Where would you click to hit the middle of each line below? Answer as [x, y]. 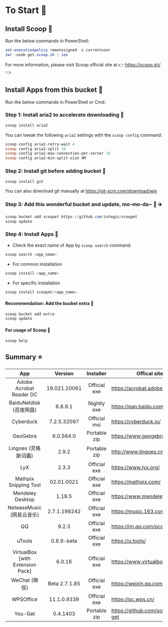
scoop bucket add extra [30, 314]
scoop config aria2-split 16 [35, 149]
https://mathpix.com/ [136, 482]
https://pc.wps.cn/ [133, 599]
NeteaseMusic [25, 508]
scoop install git [24, 181]
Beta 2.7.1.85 [64, 584]
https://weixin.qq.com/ [138, 584]
